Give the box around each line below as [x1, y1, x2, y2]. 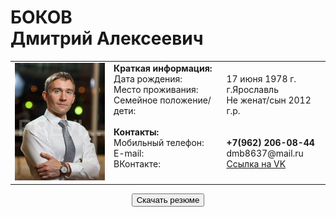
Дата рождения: [113, 72, 183, 85]
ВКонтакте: [113, 157, 161, 170]
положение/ [159, 94, 212, 106]
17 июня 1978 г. [226, 72, 297, 85]
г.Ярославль [226, 83, 279, 95]
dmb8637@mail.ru [226, 147, 304, 159]
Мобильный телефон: [113, 136, 205, 148]
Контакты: [113, 126, 160, 138]
